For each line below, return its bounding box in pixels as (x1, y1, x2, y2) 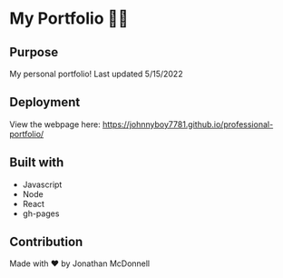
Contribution (9, 234, 83, 250)
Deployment (9, 94, 81, 110)
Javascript (22, 179, 63, 190)
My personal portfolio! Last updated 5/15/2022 (9, 68, 183, 79)
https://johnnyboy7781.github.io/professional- (102, 118, 274, 130)
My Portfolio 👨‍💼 (9, 8, 129, 29)
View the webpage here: (9, 118, 102, 130)
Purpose (9, 45, 59, 60)
